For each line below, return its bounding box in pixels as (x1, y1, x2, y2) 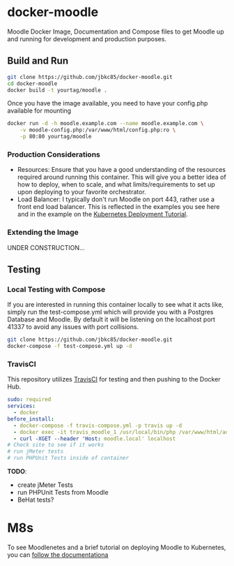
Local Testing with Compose (7, 284, 106, 294)
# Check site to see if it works (7, 442, 104, 449)
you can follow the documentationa (7, 551, 109, 559)
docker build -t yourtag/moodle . (7, 87, 108, 94)
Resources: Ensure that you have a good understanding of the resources (17, 166, 226, 174)
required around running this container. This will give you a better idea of (17, 173, 226, 182)
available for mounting (7, 106, 72, 115)
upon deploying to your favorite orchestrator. (17, 188, 146, 196)
